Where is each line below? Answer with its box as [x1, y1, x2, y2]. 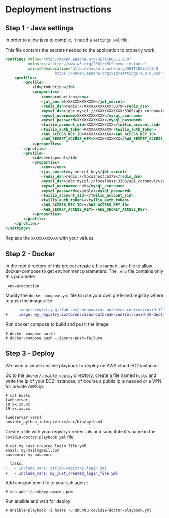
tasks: [10, 461, 24, 466]
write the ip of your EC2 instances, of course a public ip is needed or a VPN [5, 378, 162, 384]
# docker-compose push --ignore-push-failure [5, 335, 102, 341]
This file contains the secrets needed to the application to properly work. [5, 47, 156, 53]
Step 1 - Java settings [5, 24, 74, 32]
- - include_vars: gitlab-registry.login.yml [5, 466, 107, 471]
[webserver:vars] [5, 415, 42, 420]
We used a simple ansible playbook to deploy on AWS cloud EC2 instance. [5, 362, 159, 368]
